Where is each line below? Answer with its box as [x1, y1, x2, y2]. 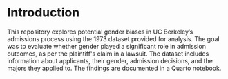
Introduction [7, 5, 80, 21]
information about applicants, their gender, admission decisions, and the [7, 56, 213, 65]
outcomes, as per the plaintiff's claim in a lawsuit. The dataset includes [7, 49, 209, 58]
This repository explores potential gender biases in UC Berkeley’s [7, 27, 193, 36]
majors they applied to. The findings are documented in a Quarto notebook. [7, 64, 222, 72]
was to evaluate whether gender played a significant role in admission [7, 42, 206, 50]
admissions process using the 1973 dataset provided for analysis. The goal [7, 34, 220, 43]
